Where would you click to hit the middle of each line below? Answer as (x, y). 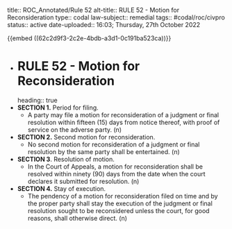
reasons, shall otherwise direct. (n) (77, 218)
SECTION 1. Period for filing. (58, 108)
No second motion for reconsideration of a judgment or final (114, 144)
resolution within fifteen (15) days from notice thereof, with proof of (124, 122)
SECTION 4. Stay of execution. (61, 188)
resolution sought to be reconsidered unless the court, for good (118, 210)
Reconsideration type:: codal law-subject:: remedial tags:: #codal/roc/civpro (116, 17)
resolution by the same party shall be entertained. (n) (104, 151)
